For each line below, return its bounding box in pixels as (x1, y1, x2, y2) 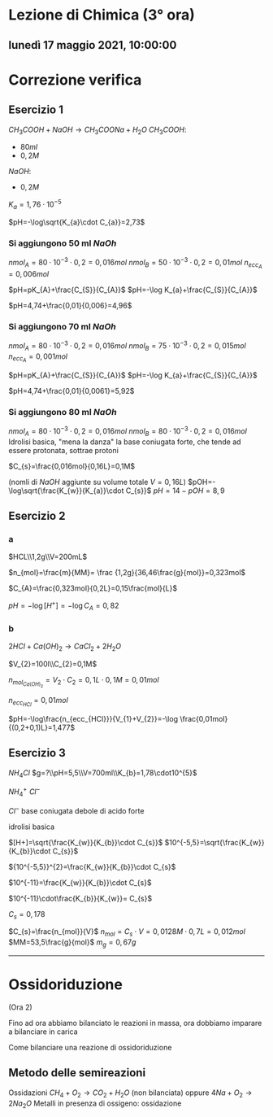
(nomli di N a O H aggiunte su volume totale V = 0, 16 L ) (8, 477, 187, 487)
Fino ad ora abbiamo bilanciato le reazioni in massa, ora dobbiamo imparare (8, 1019, 262, 1028)
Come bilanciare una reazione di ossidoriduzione (8, 1043, 172, 1052)
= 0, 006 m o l (8, 268, 50, 278)
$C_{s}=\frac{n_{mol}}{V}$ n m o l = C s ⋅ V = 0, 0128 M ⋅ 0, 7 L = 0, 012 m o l (8, 927, 246, 939)
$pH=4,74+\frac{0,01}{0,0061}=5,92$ (8, 386, 135, 395)
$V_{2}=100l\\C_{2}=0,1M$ (8, 659, 97, 669)
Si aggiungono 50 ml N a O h (8, 238, 117, 249)
